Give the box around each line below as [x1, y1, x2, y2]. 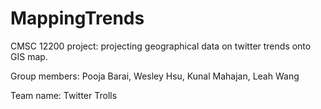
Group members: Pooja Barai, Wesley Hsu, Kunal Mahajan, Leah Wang [10, 70, 300, 82]
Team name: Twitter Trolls [10, 89, 118, 101]
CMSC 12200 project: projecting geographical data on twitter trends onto [10, 40, 312, 52]
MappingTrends [10, 7, 145, 30]
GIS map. [10, 50, 48, 62]
